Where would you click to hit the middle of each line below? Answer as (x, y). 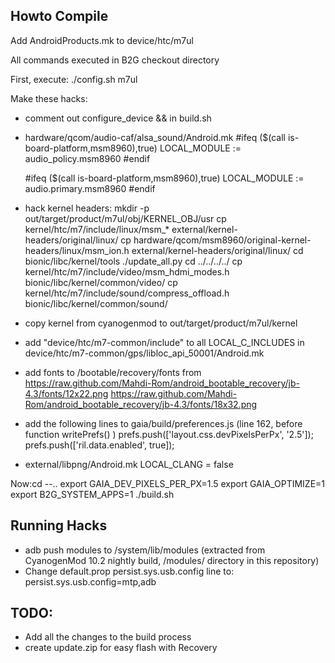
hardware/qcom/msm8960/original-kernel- (222, 240)
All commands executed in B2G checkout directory (115, 60)
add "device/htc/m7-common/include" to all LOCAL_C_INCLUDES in (164, 342)
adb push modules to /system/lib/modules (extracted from (145, 550)
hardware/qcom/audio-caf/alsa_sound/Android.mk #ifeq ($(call (155, 137)
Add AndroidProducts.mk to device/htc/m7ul (102, 40)
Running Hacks (59, 525)
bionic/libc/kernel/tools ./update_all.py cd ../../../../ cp (133, 261)
